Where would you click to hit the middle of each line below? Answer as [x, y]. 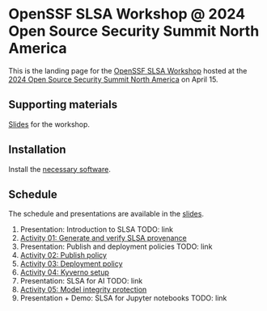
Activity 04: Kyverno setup [64, 272]
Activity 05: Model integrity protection [83, 290]
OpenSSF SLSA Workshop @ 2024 [127, 14]
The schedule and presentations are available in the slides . [106, 214]
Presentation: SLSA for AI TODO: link [81, 281]
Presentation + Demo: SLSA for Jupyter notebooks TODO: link [123, 298]
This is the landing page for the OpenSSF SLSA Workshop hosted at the [128, 70]
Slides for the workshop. [49, 124]
